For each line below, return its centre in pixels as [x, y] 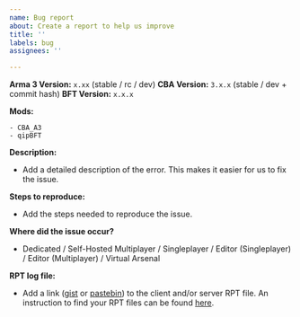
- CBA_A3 [26, 128]
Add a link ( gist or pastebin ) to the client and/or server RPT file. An [146, 294]
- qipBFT [26, 136]
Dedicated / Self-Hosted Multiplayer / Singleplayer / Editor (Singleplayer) [157, 249]
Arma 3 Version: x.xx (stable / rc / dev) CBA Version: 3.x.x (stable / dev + [148, 84]
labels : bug [31, 43]
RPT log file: [32, 276]
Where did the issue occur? [62, 232]
